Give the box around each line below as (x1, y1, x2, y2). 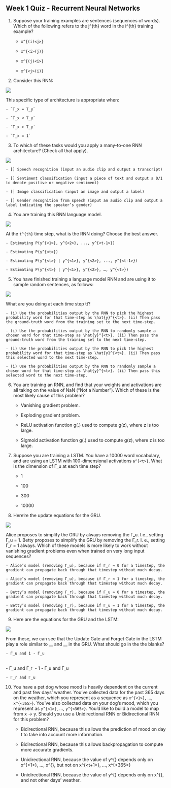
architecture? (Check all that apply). (13, 147, 88, 154)
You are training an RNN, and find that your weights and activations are (13, 382, 162, 388)
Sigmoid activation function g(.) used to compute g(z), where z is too (20, 437, 165, 443)
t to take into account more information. (20, 731, 104, 737)
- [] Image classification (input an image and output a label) (6, 189, 145, 194)
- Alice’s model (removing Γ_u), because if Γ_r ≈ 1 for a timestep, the (6, 576, 165, 581)
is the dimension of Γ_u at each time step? (13, 463, 101, 469)
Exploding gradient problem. (20, 412, 80, 418)
